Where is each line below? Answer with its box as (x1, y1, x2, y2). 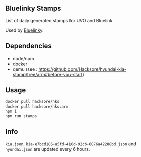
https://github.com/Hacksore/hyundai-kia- (38, 66, 127, 72)
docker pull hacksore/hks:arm (5, 104, 69, 109)
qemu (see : (12, 66, 38, 72)
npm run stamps (5, 114, 37, 119)
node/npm (12, 55, 34, 61)
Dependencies (5, 42, 52, 50)
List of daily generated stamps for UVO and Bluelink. (5, 17, 114, 23)
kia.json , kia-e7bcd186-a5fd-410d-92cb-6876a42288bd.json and (5, 141, 137, 147)
